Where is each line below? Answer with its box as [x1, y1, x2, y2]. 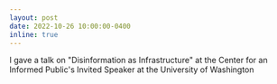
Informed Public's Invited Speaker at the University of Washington [9, 64, 254, 75]
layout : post [9, 13, 59, 23]
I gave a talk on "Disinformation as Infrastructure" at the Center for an [9, 55, 268, 66]
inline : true [9, 30, 59, 39]
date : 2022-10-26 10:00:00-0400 [9, 22, 131, 31]
